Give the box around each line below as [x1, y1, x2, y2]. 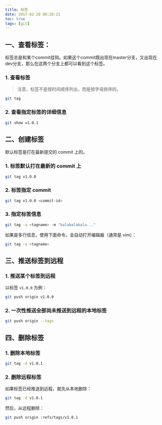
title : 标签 [5, 7, 28, 12]
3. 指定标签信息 [5, 211, 42, 217]
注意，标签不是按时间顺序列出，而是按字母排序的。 [17, 86, 121, 92]
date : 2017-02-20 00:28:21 [5, 12, 61, 17]
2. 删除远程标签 [5, 373, 42, 380]
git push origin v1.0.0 [5, 294, 54, 300]
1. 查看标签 [5, 74, 31, 81]
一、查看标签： [5, 40, 51, 49]
